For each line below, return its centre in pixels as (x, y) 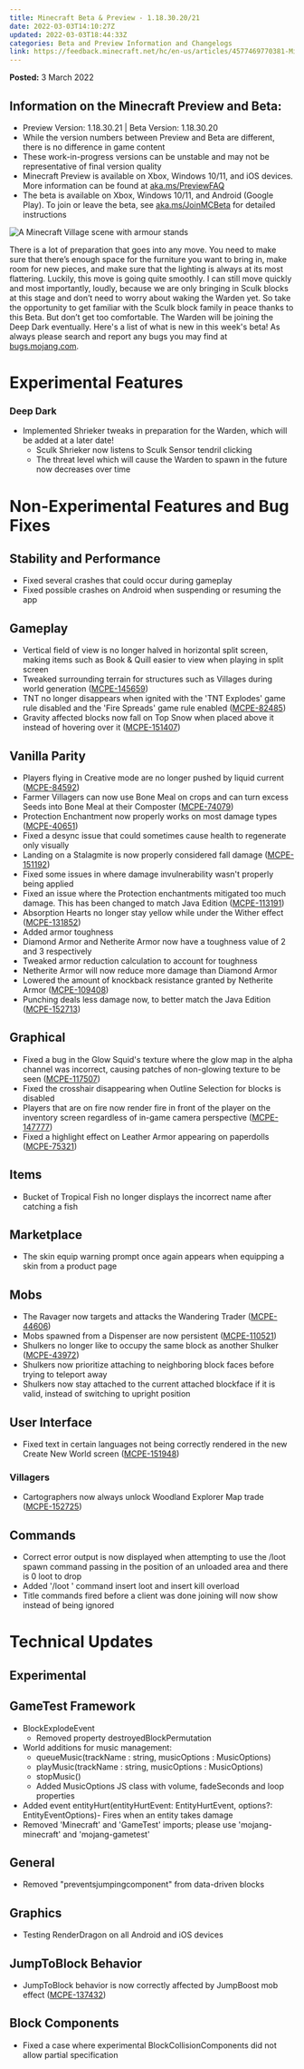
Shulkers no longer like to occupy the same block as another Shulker (150, 1346)
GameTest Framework (72, 1706)
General (33, 1863)
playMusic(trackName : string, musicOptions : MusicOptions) (150, 1767)
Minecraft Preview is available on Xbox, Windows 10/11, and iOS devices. (158, 176)
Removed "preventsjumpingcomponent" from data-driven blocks (143, 1885)
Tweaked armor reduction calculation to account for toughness (140, 961)
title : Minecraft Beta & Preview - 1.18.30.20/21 (105, 18)
